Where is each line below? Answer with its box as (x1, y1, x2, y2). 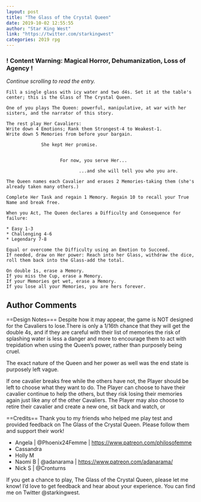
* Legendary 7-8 (6, 237, 47, 243)
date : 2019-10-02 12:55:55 (6, 20, 74, 26)
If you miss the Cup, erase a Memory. (6, 273, 103, 279)
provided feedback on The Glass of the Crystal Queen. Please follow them (6, 421, 190, 428)
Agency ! (6, 64, 33, 72)
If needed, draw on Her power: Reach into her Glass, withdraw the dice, (6, 252, 195, 258)
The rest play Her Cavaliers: (6, 121, 82, 127)
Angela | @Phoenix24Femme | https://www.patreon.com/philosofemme (14, 439, 192, 446)
